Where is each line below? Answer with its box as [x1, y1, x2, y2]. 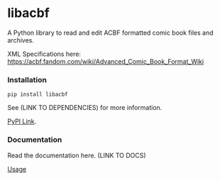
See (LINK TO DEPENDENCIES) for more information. [7, 103, 163, 112]
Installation [7, 74, 48, 84]
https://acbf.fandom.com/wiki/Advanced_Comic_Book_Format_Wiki [7, 57, 204, 65]
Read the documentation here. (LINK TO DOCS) [7, 151, 147, 159]
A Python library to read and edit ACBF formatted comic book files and [7, 28, 214, 37]
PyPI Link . [7, 117, 37, 125]
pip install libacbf [7, 91, 69, 99]
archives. [7, 35, 34, 44]
